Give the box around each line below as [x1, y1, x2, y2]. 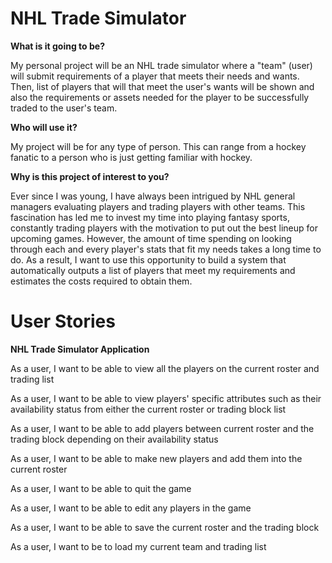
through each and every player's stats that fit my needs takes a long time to [10, 243, 322, 255]
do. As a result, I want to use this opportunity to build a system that [10, 253, 287, 266]
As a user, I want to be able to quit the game [10, 482, 192, 494]
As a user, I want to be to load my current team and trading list [10, 540, 267, 552]
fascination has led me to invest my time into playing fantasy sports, [10, 211, 290, 223]
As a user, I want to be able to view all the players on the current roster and [10, 362, 320, 374]
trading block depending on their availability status [10, 433, 219, 445]
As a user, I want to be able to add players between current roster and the [10, 422, 315, 434]
